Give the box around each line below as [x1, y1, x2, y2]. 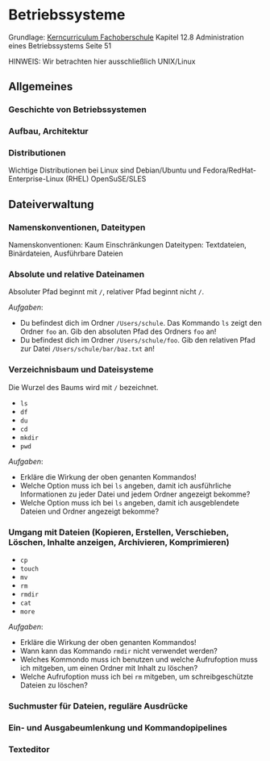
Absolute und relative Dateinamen [8, 268, 145, 280]
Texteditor [8, 743, 50, 755]
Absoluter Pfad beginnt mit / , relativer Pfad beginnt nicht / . [8, 287, 204, 297]
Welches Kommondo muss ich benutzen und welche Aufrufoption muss [19, 655, 258, 664]
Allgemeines [8, 80, 73, 94]
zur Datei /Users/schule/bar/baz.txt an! [19, 344, 156, 354]
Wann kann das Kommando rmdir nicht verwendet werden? [19, 647, 218, 656]
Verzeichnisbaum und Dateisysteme [8, 364, 154, 376]
